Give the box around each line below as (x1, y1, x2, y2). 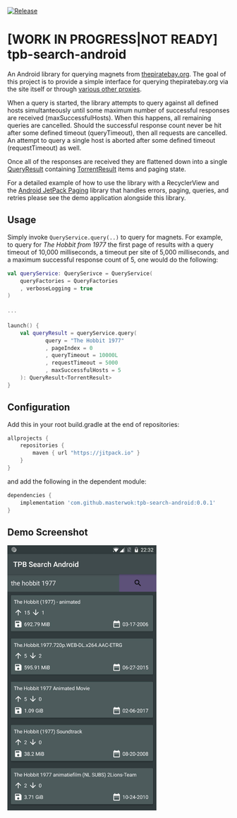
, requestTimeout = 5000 (44, 359, 119, 367)
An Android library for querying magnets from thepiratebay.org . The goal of (7, 69, 226, 78)
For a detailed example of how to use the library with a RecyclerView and (7, 178, 219, 187)
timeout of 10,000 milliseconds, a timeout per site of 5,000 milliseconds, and (7, 247, 229, 256)
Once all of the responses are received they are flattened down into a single (7, 157, 228, 165)
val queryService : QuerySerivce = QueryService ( (7, 269, 153, 277)
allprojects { (7, 435, 49, 442)
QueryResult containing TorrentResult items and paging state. (7, 165, 187, 173)
